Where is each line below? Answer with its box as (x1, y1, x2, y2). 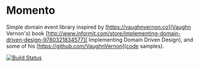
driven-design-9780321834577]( (6, 36, 88, 43)
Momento (6, 4, 56, 17)
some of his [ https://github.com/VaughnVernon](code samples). (6, 42, 165, 50)
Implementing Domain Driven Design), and (89, 36, 194, 43)
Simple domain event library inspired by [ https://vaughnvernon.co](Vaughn (6, 23, 191, 31)
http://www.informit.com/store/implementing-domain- (47, 29, 181, 36)
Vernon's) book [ (6, 29, 48, 36)
